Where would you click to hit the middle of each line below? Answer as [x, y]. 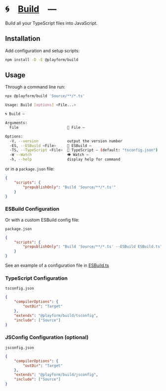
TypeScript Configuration [36, 278]
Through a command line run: [35, 87]
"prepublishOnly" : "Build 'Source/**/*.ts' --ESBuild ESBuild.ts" [93, 247]
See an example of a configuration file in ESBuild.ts [57, 265]
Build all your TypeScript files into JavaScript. [51, 23]
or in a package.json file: [30, 169]
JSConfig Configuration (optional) [47, 338]
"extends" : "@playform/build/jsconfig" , [56, 375]
